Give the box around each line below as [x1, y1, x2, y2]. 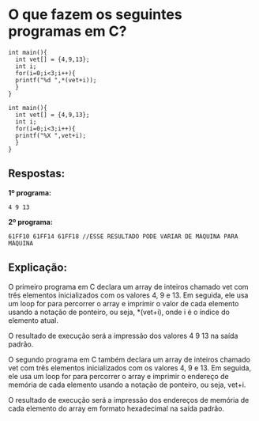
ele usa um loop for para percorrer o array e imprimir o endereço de [8, 371, 229, 381]
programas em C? [8, 22, 127, 40]
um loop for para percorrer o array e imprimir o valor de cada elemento [8, 298, 239, 308]
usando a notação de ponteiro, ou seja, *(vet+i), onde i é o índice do [8, 307, 231, 317]
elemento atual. [8, 315, 59, 325]
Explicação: [8, 261, 67, 275]
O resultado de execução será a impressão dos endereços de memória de [8, 395, 250, 404]
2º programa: [8, 217, 53, 226]
